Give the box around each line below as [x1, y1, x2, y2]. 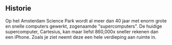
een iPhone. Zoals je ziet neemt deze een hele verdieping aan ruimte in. [5, 34, 157, 40]
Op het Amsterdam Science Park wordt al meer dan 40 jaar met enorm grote [5, 17, 167, 24]
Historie [5, 4, 32, 13]
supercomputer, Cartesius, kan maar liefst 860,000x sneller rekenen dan [5, 28, 159, 35]
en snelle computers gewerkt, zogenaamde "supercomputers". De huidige [5, 23, 162, 29]
